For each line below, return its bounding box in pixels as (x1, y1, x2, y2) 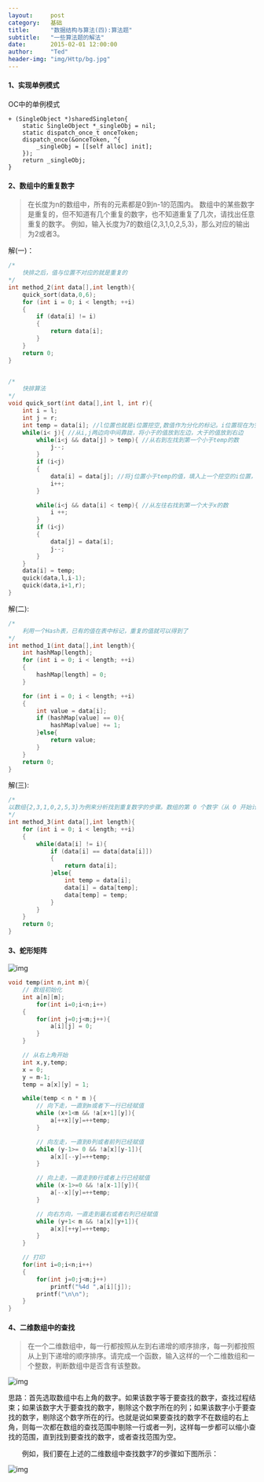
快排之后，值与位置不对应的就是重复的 (22, 269, 128, 277)
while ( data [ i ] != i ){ (36, 840, 108, 848)
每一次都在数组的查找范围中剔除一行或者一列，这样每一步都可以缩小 (28, 1422, 249, 1432)
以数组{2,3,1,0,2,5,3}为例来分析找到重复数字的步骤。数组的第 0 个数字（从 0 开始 (8, 803, 252, 811)
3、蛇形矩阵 (8, 946, 48, 955)
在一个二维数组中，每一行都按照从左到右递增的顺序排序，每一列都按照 (27, 1341, 255, 1351)
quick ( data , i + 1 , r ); (22, 582, 86, 590)
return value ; (49, 736, 97, 745)
